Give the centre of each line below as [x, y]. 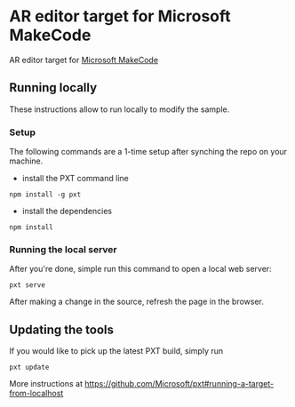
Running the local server [63, 249]
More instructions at [46, 384]
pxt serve [28, 285]
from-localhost [36, 394]
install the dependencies [67, 211]
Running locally [53, 88]
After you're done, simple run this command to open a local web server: [141, 269]
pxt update [29, 367]
